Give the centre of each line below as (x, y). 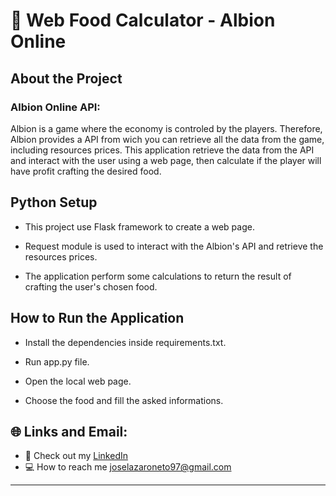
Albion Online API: (55, 107)
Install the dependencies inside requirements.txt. (125, 342)
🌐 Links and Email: (69, 431)
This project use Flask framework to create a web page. (139, 226)
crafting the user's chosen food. (91, 286)
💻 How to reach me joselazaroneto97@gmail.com (128, 467)
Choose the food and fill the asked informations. (124, 400)
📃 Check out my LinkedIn (76, 456)
